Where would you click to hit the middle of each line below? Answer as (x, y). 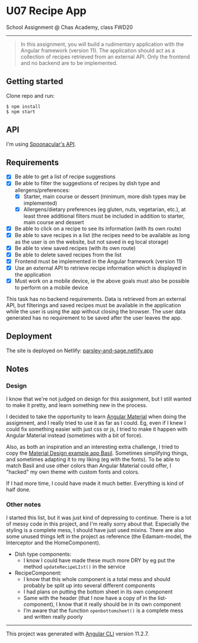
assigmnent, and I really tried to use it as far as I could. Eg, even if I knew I (96, 422)
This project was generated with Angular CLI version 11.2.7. (77, 634)
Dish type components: (43, 554)
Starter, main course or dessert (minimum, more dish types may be (105, 196)
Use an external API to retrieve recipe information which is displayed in (100, 268)
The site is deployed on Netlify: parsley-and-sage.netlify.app (80, 350)
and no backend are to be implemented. (69, 63)
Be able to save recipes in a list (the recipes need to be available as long (102, 235)
